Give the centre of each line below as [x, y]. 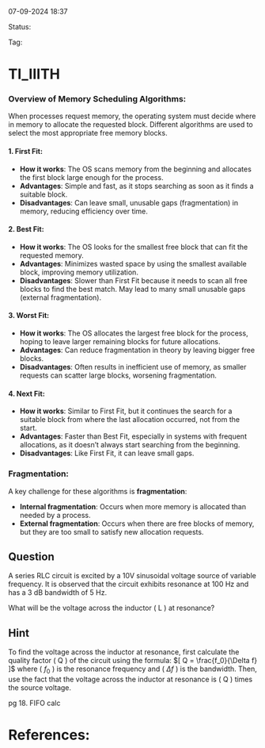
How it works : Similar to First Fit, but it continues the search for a [126, 411]
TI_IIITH [34, 74]
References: [49, 735]
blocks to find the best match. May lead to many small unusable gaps [132, 289]
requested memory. [52, 255]
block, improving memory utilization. [79, 272]
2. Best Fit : [26, 229]
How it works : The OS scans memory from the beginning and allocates [135, 169]
